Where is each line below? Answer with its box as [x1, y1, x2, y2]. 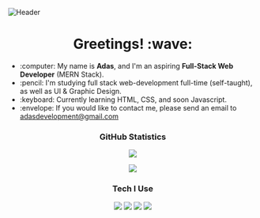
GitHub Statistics [99, 131, 167, 142]
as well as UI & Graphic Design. [19, 86, 122, 96]
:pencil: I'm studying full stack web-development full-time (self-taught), [19, 77, 253, 87]
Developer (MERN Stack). [19, 70, 104, 79]
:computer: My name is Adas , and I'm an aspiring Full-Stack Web [19, 61, 234, 70]
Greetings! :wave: [73, 36, 193, 53]
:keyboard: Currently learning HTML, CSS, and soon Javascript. [19, 95, 228, 104]
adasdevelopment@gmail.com [19, 111, 119, 121]
